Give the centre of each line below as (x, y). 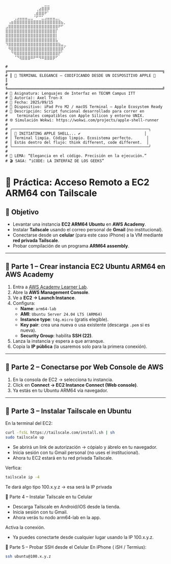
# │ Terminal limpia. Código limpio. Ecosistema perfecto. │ (77, 138)
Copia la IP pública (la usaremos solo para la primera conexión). (80, 346)
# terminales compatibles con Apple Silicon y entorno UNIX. (75, 116)
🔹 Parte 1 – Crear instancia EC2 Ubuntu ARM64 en (85, 267)
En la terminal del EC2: (29, 423)
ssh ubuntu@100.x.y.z (28, 557)
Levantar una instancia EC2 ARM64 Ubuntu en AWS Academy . (79, 224)
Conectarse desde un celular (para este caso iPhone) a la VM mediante (88, 235)
